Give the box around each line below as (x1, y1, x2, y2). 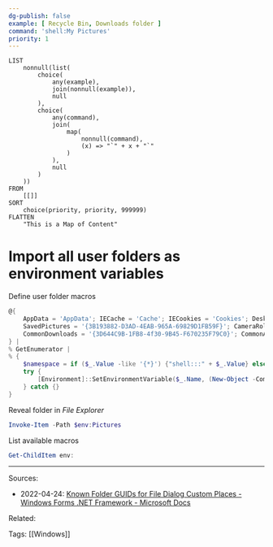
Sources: (8, 473, 39, 484)
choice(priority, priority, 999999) (23, 206, 148, 215)
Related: (8, 514, 37, 523)
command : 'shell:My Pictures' (8, 27, 111, 35)
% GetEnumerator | (8, 345, 71, 354)
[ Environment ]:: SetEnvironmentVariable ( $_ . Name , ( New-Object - (37, 376, 256, 384)
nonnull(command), (80, 135, 144, 143)
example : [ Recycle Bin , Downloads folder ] (8, 20, 162, 28)
